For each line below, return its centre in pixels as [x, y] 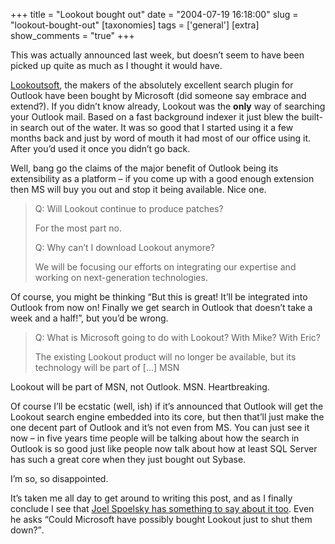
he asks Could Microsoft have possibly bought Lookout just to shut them [161, 519]
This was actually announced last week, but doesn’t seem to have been [157, 55]
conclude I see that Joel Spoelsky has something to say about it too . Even [162, 508]
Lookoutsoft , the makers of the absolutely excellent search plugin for [152, 85]
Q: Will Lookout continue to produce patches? [129, 208]
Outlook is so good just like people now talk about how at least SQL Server [164, 448]
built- [312, 117]
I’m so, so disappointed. [59, 478]
